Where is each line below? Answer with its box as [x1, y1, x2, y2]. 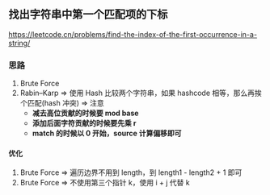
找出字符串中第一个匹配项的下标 [8, 7, 168, 22]
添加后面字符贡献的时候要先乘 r [32, 118, 137, 128]
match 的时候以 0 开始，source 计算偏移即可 [32, 128, 182, 139]
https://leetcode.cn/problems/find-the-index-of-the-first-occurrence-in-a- [8, 29, 257, 39]
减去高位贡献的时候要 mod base [32, 108, 139, 118]
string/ [8, 38, 31, 48]
